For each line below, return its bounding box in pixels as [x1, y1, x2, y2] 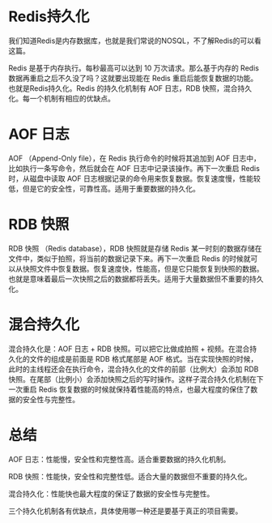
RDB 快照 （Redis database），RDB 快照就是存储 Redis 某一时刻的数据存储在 [8, 243, 262, 253]
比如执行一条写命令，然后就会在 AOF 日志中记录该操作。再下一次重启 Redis [8, 163, 261, 173]
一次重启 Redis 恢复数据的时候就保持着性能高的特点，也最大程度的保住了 [8, 384, 251, 394]
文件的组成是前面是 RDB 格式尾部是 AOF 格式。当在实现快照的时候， [29, 354, 258, 363]
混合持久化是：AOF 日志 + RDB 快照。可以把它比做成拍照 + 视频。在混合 [8, 344, 250, 354]
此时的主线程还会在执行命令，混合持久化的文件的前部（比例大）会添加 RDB [8, 364, 259, 374]
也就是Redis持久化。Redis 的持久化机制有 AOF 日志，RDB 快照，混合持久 [8, 83, 253, 93]
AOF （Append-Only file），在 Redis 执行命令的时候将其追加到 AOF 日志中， [8, 153, 261, 163]
